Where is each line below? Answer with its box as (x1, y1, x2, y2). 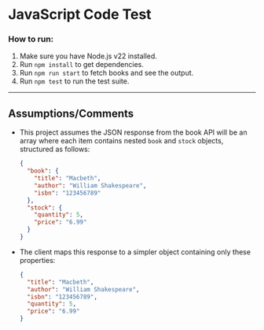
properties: (19, 255, 56, 265)
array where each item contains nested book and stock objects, (19, 136, 224, 146)
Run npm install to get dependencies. (19, 60, 144, 69)
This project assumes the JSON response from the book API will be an (19, 128, 247, 137)
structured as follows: (19, 144, 90, 154)
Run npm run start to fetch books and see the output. (19, 69, 194, 78)
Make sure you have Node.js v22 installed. (19, 51, 157, 61)
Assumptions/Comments (8, 106, 134, 120)
